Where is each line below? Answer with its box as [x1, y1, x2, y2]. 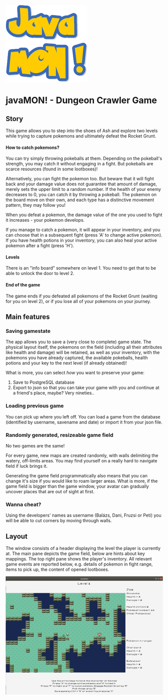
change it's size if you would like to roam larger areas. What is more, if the [5, 478, 158, 484]
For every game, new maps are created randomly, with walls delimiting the [5, 452, 159, 458]
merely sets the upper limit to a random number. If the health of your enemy [5, 186, 162, 192]
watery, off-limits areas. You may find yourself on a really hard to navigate [5, 457, 158, 463]
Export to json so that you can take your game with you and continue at [12, 385, 160, 391]
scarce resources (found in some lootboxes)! [5, 166, 98, 172]
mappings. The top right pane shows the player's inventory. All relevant [5, 556, 152, 561]
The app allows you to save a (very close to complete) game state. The [5, 339, 152, 345]
